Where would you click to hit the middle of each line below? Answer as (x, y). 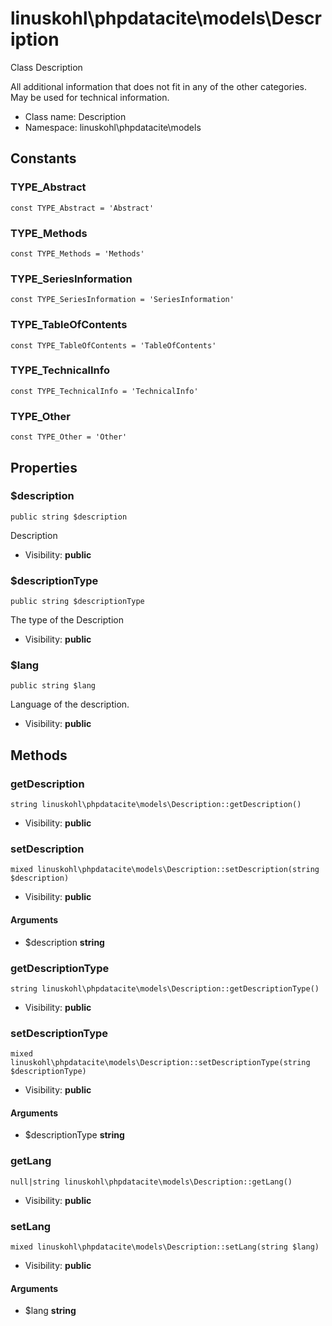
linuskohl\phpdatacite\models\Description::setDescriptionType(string (160, 1063)
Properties (44, 467)
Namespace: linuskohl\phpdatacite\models (113, 127)
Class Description (46, 67)
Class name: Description (75, 116)
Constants (43, 158)
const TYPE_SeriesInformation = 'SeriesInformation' (122, 300)
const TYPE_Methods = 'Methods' (77, 253)
